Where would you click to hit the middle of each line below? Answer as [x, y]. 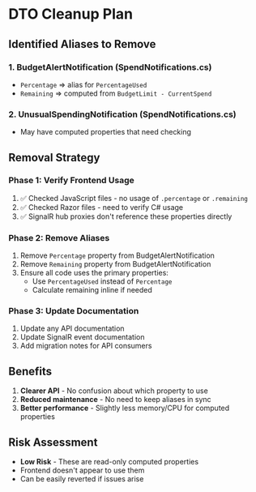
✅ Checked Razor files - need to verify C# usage [102, 207]
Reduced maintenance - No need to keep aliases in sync [116, 400]
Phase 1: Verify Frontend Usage [72, 181]
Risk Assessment [53, 442]
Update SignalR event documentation [82, 337]
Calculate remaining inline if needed [92, 290]
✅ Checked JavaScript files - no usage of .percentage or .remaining [134, 198]
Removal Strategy [54, 158]
